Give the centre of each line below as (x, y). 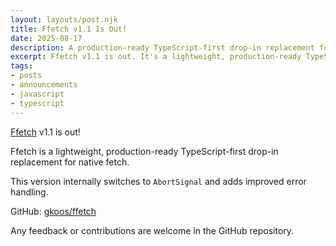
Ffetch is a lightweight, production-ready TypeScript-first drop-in (144, 151)
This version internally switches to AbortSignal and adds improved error (158, 181)
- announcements (44, 85)
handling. (29, 192)
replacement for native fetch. (70, 162)
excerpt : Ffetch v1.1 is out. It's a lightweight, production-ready (156, 57)
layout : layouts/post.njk (64, 19)
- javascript (37, 94)
